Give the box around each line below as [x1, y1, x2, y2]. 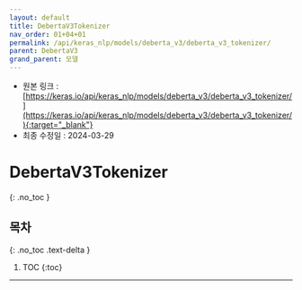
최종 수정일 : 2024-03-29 [22, 130, 114, 140]
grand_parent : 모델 [9, 55, 79, 64]
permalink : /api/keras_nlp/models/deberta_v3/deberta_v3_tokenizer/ [9, 38, 271, 48]
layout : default [9, 13, 70, 22]
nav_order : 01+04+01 [9, 30, 87, 39]
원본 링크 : [22, 81, 59, 91]
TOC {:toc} [22, 261, 63, 272]
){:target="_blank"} [22, 119, 93, 130]
